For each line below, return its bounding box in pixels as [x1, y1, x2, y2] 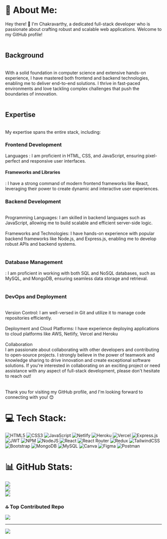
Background [5, 51, 44, 60]
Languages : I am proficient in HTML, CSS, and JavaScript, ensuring [5, 153, 145, 159]
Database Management [5, 259, 63, 266]
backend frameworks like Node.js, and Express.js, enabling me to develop [5, 236, 157, 242]
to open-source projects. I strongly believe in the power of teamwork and [5, 352, 155, 358]
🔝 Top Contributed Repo [5, 503, 65, 510]
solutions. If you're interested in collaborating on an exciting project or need [5, 362, 161, 368]
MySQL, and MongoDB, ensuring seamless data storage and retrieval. [5, 275, 148, 281]
